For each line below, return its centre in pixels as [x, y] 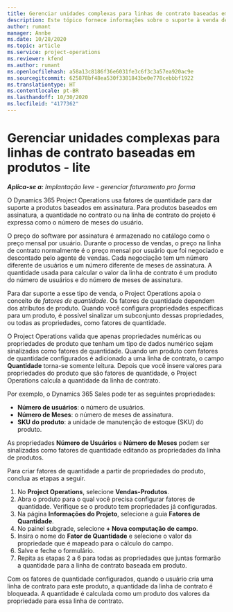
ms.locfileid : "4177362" [43, 104]
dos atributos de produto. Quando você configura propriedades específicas [115, 308]
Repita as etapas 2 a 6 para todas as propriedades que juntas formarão [119, 558]
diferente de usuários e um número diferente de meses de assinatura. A [110, 265]
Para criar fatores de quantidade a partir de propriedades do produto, [106, 471]
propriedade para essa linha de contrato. [66, 601]
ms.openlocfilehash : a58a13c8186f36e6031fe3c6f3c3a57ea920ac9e [101, 71]
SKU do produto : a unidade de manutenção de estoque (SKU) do [110, 422]
